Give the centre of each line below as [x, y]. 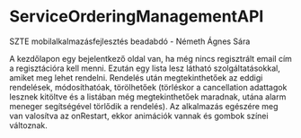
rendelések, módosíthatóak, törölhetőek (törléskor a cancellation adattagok [148, 87]
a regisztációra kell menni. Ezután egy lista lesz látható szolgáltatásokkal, [145, 68]
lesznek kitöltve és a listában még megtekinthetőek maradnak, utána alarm [148, 97]
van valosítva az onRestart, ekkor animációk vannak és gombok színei [139, 116]
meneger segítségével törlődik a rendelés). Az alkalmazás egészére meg [144, 106]
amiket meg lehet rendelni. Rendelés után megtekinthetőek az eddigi [136, 77]
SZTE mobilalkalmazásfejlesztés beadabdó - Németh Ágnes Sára [130, 41]
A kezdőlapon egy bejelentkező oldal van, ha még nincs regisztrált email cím [150, 58]
